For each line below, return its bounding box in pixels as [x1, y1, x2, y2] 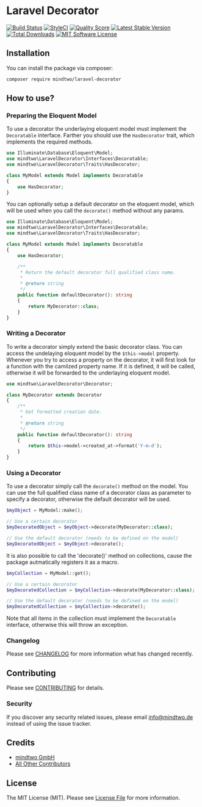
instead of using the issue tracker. [6, 720, 92, 727]
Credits [6, 737, 35, 748]
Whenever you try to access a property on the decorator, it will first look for [6, 356, 197, 363]
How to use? [6, 93, 55, 104]
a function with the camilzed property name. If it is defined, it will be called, [6, 362, 195, 370]
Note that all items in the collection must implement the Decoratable [6, 615, 176, 622]
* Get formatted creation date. [20, 409, 103, 415]
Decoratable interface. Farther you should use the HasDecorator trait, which [6, 132, 195, 139]
